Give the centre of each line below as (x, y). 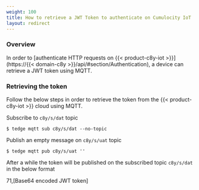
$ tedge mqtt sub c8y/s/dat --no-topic (57, 129)
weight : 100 (21, 12)
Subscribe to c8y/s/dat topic (42, 117)
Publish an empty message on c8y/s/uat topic (64, 140)
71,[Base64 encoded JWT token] (47, 180)
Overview (21, 44)
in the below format (31, 169)
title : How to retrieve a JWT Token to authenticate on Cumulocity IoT (99, 18)
